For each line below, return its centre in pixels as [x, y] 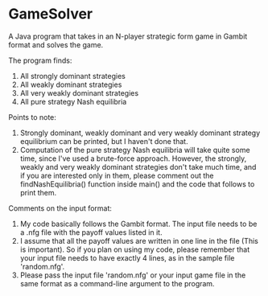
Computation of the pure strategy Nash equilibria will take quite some [135, 150]
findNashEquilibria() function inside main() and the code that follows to [137, 184]
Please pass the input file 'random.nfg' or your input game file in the [133, 275]
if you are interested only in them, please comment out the [117, 175]
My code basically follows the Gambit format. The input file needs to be [138, 224]
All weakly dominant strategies [71, 84]
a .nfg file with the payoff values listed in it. [91, 232]
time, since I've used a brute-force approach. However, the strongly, [133, 158]
